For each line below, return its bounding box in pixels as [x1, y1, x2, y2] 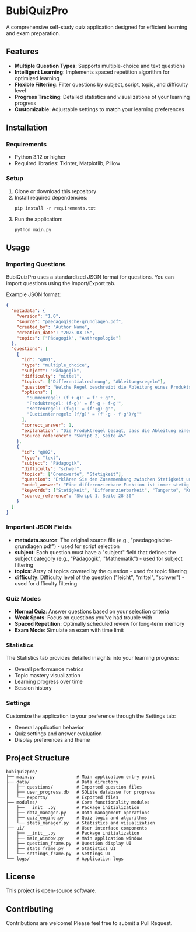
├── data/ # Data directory [6, 779, 118, 785]
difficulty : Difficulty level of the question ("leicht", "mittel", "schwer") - [14, 574, 185, 581]
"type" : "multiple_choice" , [21, 362, 90, 368]
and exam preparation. [6, 29, 61, 36]
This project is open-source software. [6, 887, 97, 894]
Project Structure [6, 753, 70, 763]
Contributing [6, 904, 54, 914]
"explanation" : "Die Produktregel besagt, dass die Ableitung [21, 427, 176, 434]
